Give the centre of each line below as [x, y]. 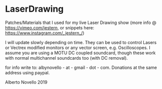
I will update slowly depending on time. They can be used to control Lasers [81, 42]
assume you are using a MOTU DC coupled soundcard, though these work [81, 53]
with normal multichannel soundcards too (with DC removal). [67, 58]
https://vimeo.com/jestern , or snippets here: [50, 27]
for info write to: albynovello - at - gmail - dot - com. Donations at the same [81, 67]
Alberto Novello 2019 [26, 82]
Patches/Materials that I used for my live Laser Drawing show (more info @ [81, 22]
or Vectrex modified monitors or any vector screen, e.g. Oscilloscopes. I [78, 47]
